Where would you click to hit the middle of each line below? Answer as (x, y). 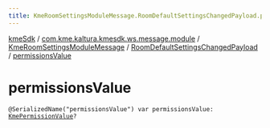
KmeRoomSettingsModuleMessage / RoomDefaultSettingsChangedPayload (133, 47)
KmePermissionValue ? (43, 116)
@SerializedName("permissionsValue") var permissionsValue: (111, 109)
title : (19, 16)
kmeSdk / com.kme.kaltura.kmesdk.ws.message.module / (104, 38)
